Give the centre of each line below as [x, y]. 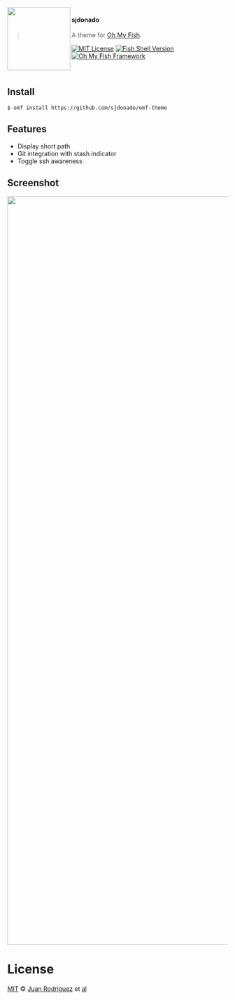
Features [27, 129]
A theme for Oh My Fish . [107, 35]
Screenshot [33, 183]
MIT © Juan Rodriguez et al [47, 988]
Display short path [44, 146]
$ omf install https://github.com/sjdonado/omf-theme [87, 108]
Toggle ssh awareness [50, 161]
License [31, 969]
